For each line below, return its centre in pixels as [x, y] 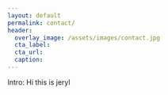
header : [20, 30]
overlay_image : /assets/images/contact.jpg [87, 38]
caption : [29, 60]
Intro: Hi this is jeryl [39, 82]
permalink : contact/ [42, 23]
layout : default [34, 15]
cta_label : [32, 45]
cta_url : [29, 52]
